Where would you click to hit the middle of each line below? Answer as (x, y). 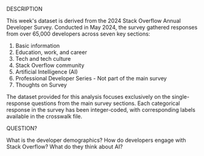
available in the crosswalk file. (45, 116)
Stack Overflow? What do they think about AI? (65, 146)
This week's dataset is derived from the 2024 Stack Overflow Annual (94, 21)
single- (181, 97)
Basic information (37, 46)
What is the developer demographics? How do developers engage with (96, 140)
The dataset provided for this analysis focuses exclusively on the (88, 97)
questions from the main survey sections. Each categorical (106, 103)
